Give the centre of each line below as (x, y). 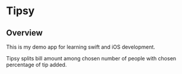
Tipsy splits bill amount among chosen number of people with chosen (91, 58)
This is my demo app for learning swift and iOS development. (81, 47)
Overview (25, 33)
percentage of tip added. (36, 65)
